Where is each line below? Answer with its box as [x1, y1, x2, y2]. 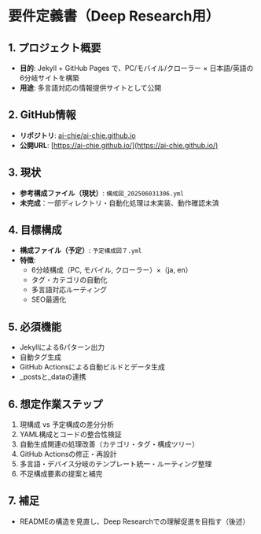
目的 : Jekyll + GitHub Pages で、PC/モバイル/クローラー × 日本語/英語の [19, 64, 254, 72]
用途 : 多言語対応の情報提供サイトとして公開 [19, 83, 162, 92]
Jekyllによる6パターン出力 [19, 343, 105, 352]
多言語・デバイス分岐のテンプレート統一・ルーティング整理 [19, 459, 212, 469]
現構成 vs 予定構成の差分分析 [19, 420, 114, 429]
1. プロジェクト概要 [8, 41, 101, 54]
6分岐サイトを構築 [19, 73, 80, 83]
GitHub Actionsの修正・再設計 [19, 450, 118, 459]
